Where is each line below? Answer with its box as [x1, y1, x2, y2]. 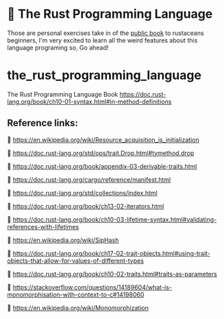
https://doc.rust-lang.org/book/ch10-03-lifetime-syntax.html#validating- [12, 215, 217, 224]
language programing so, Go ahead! [7, 43, 109, 51]
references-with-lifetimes [7, 222, 79, 231]
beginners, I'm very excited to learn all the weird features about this [7, 36, 198, 44]
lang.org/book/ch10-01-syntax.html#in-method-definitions [7, 97, 172, 106]
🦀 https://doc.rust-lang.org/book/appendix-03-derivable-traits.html [7, 162, 197, 170]
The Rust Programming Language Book [7, 90, 119, 98]
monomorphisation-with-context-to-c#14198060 [7, 290, 145, 298]
